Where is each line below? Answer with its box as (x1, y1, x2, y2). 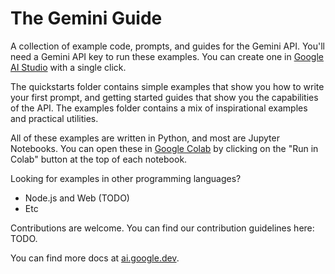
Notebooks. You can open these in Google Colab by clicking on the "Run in (10, 142, 319, 154)
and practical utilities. (10, 112, 99, 124)
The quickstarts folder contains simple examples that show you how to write (10, 80, 325, 92)
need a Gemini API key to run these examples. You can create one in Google (10, 50, 324, 62)
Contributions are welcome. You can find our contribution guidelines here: (10, 222, 315, 234)
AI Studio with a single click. (10, 61, 127, 73)
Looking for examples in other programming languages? (10, 172, 242, 184)
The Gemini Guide (10, 7, 163, 30)
